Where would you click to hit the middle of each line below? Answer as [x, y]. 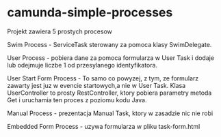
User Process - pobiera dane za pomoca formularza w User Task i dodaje [110, 58]
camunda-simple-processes [90, 13]
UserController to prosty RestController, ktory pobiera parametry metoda [109, 93]
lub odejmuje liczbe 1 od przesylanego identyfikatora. [82, 65]
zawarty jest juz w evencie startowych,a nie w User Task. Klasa [96, 85]
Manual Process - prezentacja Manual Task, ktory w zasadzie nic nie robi [110, 113]
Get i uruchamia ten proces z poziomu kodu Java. [77, 100]
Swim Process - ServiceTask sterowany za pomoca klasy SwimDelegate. [109, 44]
